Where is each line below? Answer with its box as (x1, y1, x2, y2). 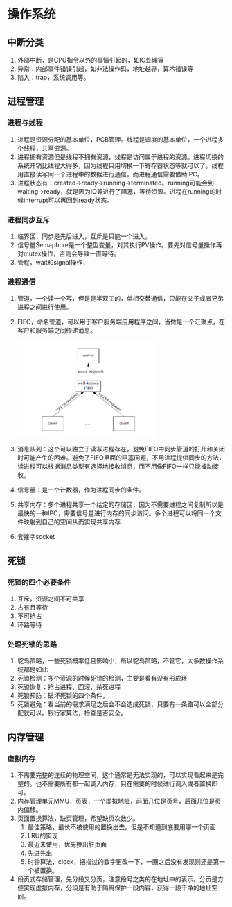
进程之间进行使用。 (17, 303, 73, 311)
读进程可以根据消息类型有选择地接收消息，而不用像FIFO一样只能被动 (17, 463, 213, 471)
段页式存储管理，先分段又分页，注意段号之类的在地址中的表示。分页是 (17, 874, 218, 883)
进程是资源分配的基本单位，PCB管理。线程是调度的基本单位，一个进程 (17, 135, 218, 143)
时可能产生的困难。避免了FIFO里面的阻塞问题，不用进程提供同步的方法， (17, 453, 225, 462)
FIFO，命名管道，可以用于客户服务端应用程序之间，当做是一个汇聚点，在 (17, 317, 225, 326)
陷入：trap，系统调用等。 (17, 74, 90, 81)
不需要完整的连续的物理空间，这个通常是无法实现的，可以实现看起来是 (17, 770, 218, 779)
